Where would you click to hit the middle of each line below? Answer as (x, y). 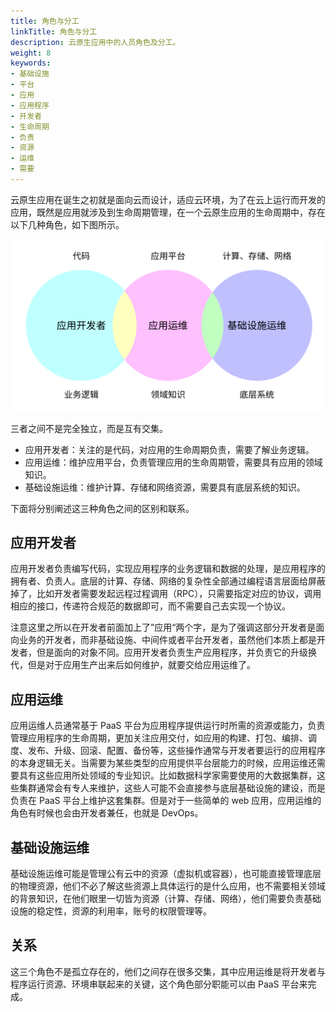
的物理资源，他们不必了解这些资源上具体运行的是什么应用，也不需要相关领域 (168, 886)
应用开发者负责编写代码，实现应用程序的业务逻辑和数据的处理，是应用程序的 (168, 569)
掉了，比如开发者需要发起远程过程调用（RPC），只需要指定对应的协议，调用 (166, 594)
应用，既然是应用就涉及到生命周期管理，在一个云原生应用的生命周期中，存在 (168, 212)
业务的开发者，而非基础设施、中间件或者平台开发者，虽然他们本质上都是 (167, 640)
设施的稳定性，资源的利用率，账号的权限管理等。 (111, 911)
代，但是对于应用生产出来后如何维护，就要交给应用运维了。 (133, 665)
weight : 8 (31, 53)
